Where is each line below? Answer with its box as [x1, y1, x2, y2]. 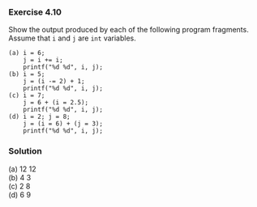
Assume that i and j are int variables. [8, 33, 136, 43]
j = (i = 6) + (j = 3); [23, 120, 104, 128]
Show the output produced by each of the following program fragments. [8, 25, 249, 35]
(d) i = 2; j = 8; [8, 112, 71, 121]
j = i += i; [23, 56, 63, 65]
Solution [8, 146, 43, 157]
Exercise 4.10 [8, 6, 62, 18]
